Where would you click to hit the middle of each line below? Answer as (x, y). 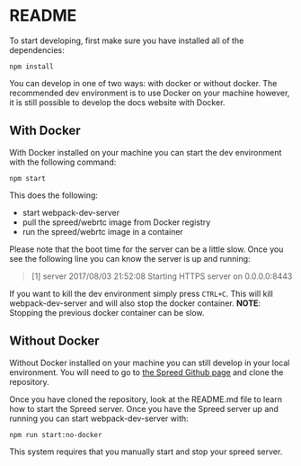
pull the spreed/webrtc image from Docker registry (116, 222)
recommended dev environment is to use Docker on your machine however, (150, 93)
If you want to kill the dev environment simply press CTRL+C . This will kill (142, 293)
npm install (31, 67)
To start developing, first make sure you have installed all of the (127, 40)
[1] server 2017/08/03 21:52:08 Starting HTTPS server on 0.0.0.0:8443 (162, 276)
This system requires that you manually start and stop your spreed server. (146, 452)
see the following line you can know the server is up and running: (130, 258)
